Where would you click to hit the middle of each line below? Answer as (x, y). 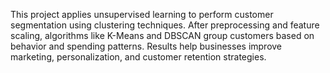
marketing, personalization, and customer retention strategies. (138, 57)
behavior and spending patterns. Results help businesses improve (146, 46)
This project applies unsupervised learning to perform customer (142, 14)
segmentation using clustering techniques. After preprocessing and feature (165, 25)
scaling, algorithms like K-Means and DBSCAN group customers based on (162, 35)
